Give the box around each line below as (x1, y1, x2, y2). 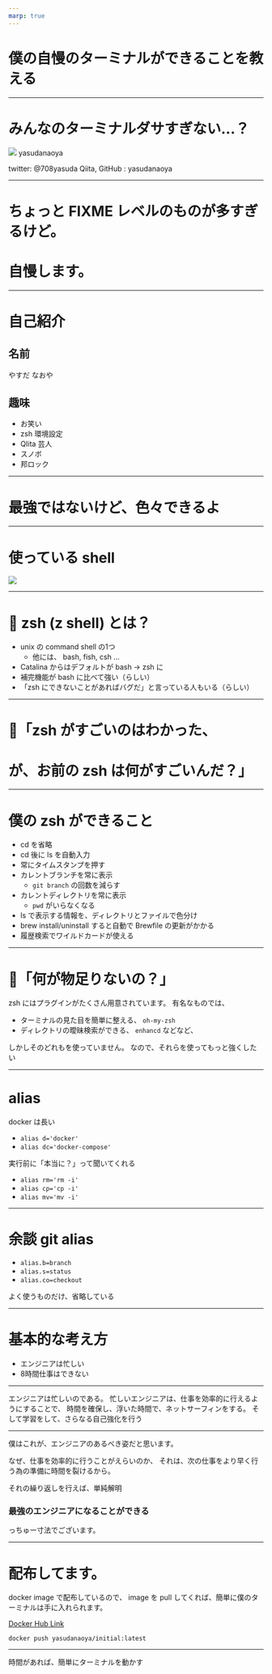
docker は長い (8, 1117, 55, 1127)
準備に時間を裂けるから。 (29, 1466, 115, 1476)
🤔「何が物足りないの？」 (8, 970, 174, 988)
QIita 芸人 (19, 439, 53, 449)
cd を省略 (19, 839, 53, 850)
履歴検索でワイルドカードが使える (19, 931, 134, 941)
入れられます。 (57, 1603, 108, 1612)
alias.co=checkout (19, 1277, 83, 1285)
